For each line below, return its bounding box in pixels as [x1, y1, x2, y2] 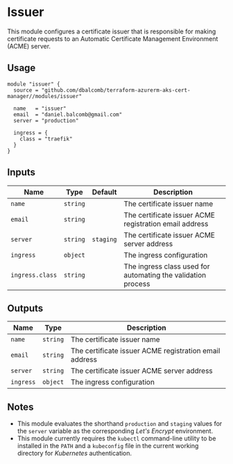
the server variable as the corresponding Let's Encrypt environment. [17, 427, 214, 435]
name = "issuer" [13, 105, 67, 112]
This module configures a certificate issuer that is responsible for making [7, 27, 216, 35]
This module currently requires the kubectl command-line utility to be [17, 434, 216, 442]
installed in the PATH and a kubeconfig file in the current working [17, 442, 199, 450]
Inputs [7, 166, 36, 178]
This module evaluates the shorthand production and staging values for [17, 419, 223, 428]
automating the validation [123, 270, 207, 280]
